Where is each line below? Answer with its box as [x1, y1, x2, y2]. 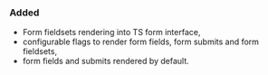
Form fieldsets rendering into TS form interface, [22, 27, 201, 38]
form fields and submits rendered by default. [22, 56, 190, 67]
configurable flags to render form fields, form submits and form [22, 36, 260, 47]
